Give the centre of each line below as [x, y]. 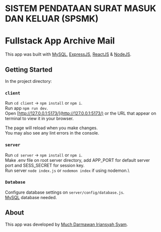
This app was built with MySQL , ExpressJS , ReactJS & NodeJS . [68, 54]
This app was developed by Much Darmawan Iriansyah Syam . [66, 224]
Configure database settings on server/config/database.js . [65, 192]
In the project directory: [29, 81]
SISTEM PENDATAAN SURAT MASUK [80, 8]
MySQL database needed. [31, 197]
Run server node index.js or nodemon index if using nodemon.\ [67, 170]
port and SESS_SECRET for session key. [45, 165]
